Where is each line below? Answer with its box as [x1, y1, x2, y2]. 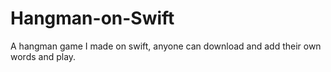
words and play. [10, 50, 77, 62]
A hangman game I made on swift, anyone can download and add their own [10, 40, 322, 52]
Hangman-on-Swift [10, 7, 175, 30]
